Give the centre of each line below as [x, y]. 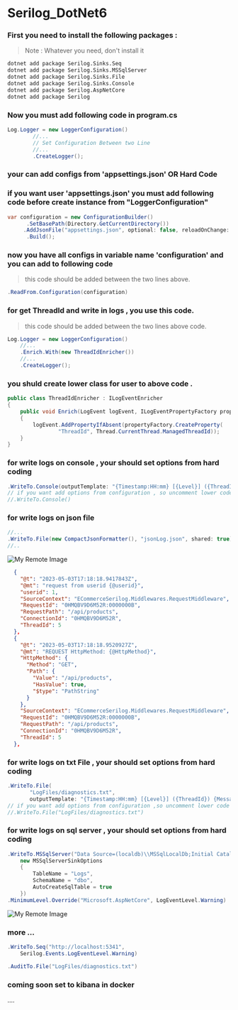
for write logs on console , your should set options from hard [113, 463]
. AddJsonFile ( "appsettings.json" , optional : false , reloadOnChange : [126, 230]
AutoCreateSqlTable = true [73, 887]
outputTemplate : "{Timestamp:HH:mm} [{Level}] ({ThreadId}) [120, 799]
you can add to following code [60, 264]
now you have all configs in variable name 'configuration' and [115, 255]
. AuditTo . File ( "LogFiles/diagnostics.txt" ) [73, 966]
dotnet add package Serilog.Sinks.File [66, 77]
